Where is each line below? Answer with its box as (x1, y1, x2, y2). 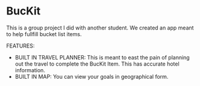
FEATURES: (6, 42, 35, 49)
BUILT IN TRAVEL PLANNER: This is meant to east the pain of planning (14, 54, 190, 61)
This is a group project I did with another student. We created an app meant (6, 24, 194, 31)
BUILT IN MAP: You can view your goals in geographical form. (14, 73, 169, 80)
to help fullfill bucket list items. (6, 30, 82, 37)
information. (14, 66, 45, 73)
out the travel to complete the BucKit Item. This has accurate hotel (14, 60, 180, 67)
